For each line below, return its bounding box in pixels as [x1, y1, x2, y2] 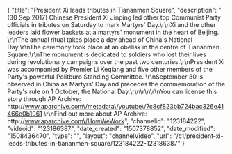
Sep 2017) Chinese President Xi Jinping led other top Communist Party [18, 13, 221, 22]
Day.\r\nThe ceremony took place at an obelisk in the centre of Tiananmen [7, 43, 220, 51]
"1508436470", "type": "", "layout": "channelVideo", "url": [7, 132, 172, 140]
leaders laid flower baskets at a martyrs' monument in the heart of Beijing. [7, 28, 219, 36]
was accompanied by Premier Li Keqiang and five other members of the [7, 66, 213, 73]
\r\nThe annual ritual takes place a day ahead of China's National [7, 36, 193, 44]
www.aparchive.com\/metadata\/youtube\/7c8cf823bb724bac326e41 [24, 102, 224, 110]
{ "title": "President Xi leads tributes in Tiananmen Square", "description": [7, 6, 217, 14]
